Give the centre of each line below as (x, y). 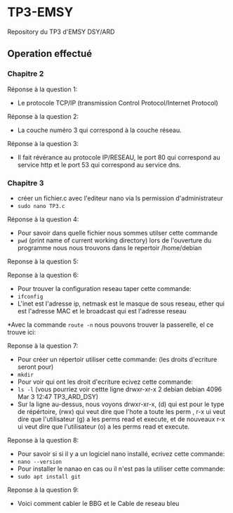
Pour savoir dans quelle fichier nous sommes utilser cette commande (118, 233)
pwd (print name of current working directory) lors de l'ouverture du (114, 240)
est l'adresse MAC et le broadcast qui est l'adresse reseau (102, 311)
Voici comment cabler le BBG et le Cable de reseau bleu (98, 503)
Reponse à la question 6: (43, 275)
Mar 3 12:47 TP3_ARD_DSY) (58, 396)
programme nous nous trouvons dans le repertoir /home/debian (109, 247)
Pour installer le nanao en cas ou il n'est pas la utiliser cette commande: (121, 469)
